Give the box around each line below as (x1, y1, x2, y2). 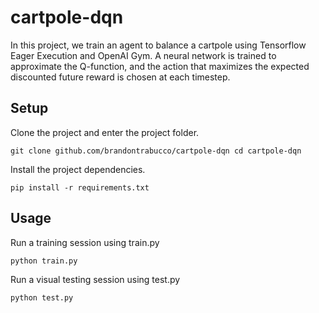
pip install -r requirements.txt (10, 182, 150, 193)
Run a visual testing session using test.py (10, 273, 181, 285)
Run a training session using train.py (10, 236, 160, 248)
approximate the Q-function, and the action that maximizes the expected (10, 60, 310, 72)
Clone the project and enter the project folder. (10, 126, 200, 138)
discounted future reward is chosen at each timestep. (10, 71, 231, 83)
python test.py (10, 292, 74, 303)
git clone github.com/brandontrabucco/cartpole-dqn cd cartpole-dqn (10, 146, 302, 156)
